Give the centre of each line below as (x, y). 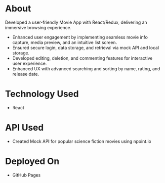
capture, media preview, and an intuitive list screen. (64, 42)
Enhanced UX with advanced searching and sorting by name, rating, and (86, 69)
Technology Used (42, 94)
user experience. (29, 63)
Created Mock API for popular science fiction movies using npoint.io (82, 141)
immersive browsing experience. (38, 27)
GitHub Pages (26, 175)
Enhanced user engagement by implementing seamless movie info (80, 37)
